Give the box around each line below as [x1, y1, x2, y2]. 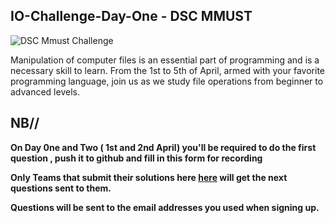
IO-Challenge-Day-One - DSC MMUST [10, 8, 253, 25]
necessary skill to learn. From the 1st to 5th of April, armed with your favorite [10, 64, 326, 76]
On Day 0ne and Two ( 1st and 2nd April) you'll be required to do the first [10, 141, 317, 153]
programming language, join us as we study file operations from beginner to [10, 75, 324, 87]
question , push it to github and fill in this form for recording [10, 152, 263, 164]
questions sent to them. [10, 182, 112, 194]
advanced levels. [10, 85, 80, 98]
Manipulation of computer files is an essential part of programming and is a [10, 54, 320, 66]
